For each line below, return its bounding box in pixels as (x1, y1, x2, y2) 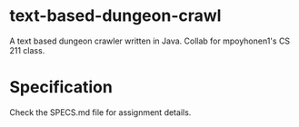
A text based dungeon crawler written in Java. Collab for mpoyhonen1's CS (9, 35, 291, 46)
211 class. (9, 44, 45, 55)
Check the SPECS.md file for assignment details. (9, 106, 192, 118)
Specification (9, 77, 114, 98)
